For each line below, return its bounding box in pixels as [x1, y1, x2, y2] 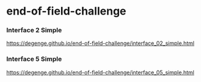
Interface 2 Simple [6, 26, 62, 35]
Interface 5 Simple [6, 55, 62, 63]
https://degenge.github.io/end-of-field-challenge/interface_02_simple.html [6, 39, 194, 47]
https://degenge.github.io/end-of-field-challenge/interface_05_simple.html [6, 69, 194, 76]
